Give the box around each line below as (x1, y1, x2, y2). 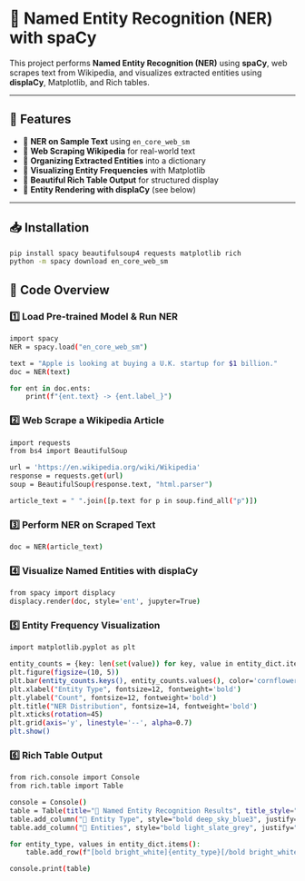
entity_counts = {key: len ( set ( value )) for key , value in (9, 659, 233, 668)
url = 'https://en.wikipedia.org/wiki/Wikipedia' (9, 463, 202, 472)
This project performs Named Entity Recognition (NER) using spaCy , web (9, 57, 288, 68)
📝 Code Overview (9, 282, 111, 298)
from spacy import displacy (9, 589, 116, 598)
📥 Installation (9, 220, 90, 235)
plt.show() (9, 727, 51, 737)
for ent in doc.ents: (9, 383, 92, 393)
